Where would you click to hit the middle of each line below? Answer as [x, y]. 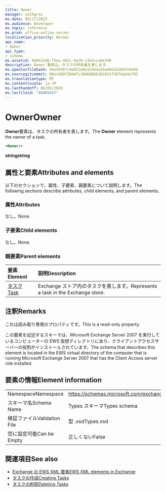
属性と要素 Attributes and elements [59, 172]
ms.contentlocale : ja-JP [31, 83]
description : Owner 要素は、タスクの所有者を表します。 [57, 65]
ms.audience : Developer [30, 24]
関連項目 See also [32, 459]
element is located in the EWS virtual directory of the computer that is [76, 353]
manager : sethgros [24, 14]
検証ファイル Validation [34, 418]
